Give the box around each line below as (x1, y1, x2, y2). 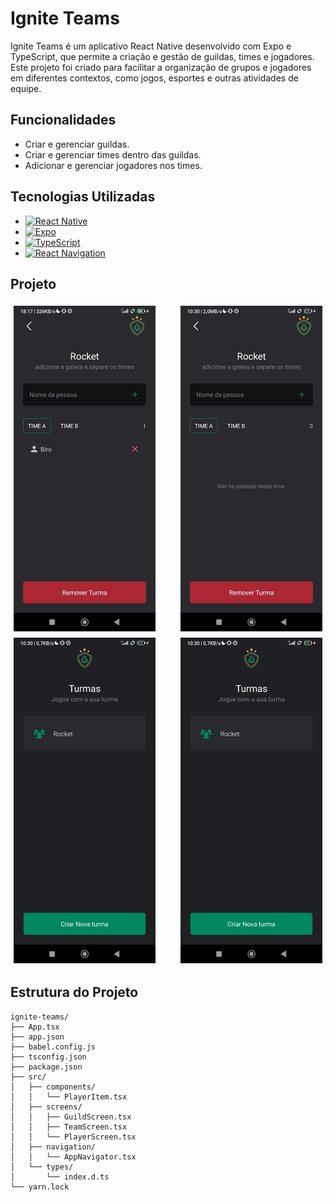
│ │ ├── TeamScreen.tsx (10, 1122, 128, 1132)
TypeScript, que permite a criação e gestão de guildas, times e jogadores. (10, 50, 315, 62)
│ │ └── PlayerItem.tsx (10, 1092, 128, 1102)
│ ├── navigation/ (10, 1142, 97, 1152)
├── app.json (10, 1032, 65, 1042)
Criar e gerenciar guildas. (24, 138, 130, 150)
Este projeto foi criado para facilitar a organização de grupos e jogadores (10, 61, 312, 73)
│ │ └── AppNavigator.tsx (10, 1152, 137, 1162)
